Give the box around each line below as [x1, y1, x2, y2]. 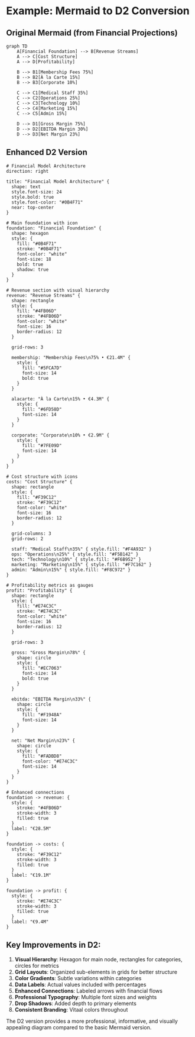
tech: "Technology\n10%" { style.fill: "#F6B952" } [11, 556, 142, 563]
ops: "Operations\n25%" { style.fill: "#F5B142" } [11, 551, 139, 557]
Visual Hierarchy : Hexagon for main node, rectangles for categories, [14, 955, 183, 962]
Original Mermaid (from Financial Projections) [6, 28, 178, 38]
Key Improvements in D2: [6, 940, 101, 950]
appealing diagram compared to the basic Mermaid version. [6, 1023, 152, 1030]
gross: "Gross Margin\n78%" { [11, 650, 86, 655]
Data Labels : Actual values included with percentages [14, 981, 147, 988]
